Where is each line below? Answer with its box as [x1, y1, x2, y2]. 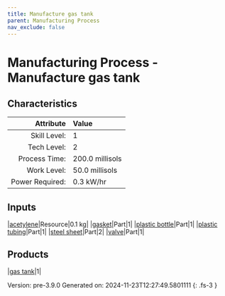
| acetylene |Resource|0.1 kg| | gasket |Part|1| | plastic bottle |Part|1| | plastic [7, 220, 218, 228]
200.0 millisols [72, 154, 122, 164]
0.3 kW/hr [72, 177, 106, 187]
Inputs [7, 201, 37, 213]
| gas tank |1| [7, 268, 41, 275]
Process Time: [18, 154, 66, 164]
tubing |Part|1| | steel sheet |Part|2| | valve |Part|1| [7, 228, 145, 236]
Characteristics [7, 97, 78, 110]
